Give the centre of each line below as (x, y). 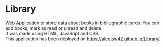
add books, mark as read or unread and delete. (54, 28)
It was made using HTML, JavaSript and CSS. (52, 33)
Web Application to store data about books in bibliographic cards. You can (82, 23)
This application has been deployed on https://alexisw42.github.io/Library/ (82, 39)
